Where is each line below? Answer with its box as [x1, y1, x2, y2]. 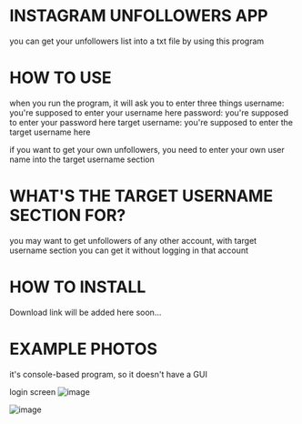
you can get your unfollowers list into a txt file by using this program [9, 35, 265, 46]
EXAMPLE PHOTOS [9, 338, 157, 359]
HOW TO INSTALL [9, 277, 146, 297]
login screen [9, 386, 56, 397]
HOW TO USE [9, 67, 112, 88]
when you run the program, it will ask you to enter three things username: [9, 97, 285, 108]
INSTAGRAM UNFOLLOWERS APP [9, 5, 268, 26]
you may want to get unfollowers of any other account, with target [9, 235, 257, 246]
